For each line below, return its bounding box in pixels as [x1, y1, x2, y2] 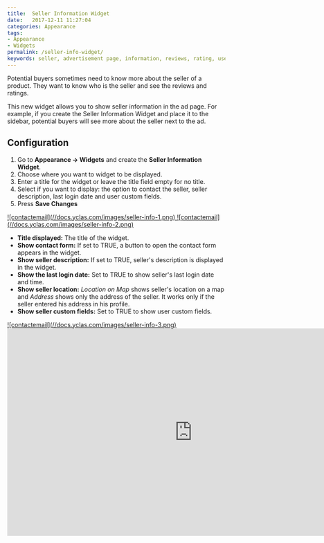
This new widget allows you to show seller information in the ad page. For [7, 102, 217, 111]
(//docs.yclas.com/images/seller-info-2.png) [7, 220, 134, 228]
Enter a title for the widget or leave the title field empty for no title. [17, 177, 206, 185]
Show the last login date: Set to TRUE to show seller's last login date [17, 270, 215, 279]
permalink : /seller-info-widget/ [7, 49, 104, 56]
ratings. [7, 89, 29, 97]
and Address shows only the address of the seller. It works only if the [17, 292, 215, 301]
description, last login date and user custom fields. [17, 192, 162, 201]
